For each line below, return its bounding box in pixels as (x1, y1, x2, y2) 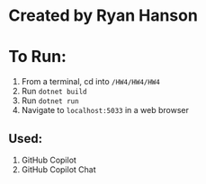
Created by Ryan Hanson (8, 5, 199, 26)
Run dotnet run (21, 95, 79, 106)
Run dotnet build (21, 86, 87, 97)
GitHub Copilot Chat (21, 163, 96, 175)
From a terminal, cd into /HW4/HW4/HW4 (21, 76, 161, 87)
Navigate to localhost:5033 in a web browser (21, 105, 190, 116)
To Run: (8, 47, 67, 67)
